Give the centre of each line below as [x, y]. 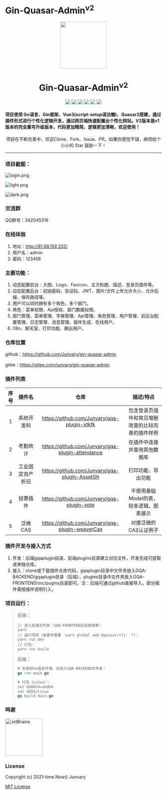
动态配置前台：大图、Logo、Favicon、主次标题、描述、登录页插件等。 [84, 284]
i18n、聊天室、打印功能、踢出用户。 [49, 328]
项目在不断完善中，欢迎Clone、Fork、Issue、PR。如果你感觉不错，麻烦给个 [83, 139]
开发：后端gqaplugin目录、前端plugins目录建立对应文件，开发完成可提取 [87, 558]
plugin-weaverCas [81, 529]
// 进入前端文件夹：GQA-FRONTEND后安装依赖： [60, 626]
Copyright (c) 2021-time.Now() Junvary [45, 777]
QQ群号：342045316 [27, 220]
